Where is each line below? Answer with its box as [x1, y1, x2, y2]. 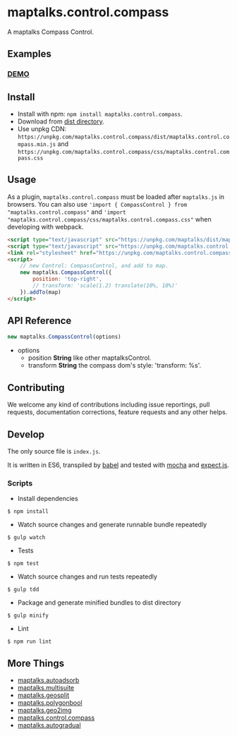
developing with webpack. [7, 222, 84, 231]
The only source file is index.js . [7, 447, 101, 455]
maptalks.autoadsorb [17, 676, 80, 684]
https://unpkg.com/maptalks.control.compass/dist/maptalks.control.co [17, 133, 230, 141]
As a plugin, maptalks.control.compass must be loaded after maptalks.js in [7, 192, 224, 201]
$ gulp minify [7, 612, 49, 620]
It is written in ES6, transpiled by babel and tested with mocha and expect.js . [7, 460, 229, 469]
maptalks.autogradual [17, 721, 81, 730]
